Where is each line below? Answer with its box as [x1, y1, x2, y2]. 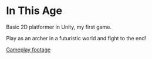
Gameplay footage [6, 46, 51, 53]
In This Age [6, 4, 63, 18]
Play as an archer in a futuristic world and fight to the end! [6, 34, 147, 41]
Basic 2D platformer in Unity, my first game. [6, 23, 112, 30]
